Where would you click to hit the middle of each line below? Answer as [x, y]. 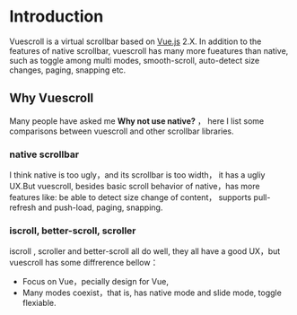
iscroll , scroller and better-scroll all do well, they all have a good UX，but [145, 251]
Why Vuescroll [52, 98]
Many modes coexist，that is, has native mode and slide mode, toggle [152, 293]
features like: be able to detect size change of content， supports [131, 197]
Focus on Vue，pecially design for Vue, [95, 282]
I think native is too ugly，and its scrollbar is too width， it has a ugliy [137, 175]
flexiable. [39, 303]
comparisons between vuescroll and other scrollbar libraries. [122, 131]
